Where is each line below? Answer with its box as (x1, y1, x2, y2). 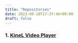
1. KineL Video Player (5, 32, 56, 39)
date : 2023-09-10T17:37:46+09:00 (5, 12, 74, 16)
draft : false (5, 16, 32, 21)
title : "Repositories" (5, 7, 52, 12)
